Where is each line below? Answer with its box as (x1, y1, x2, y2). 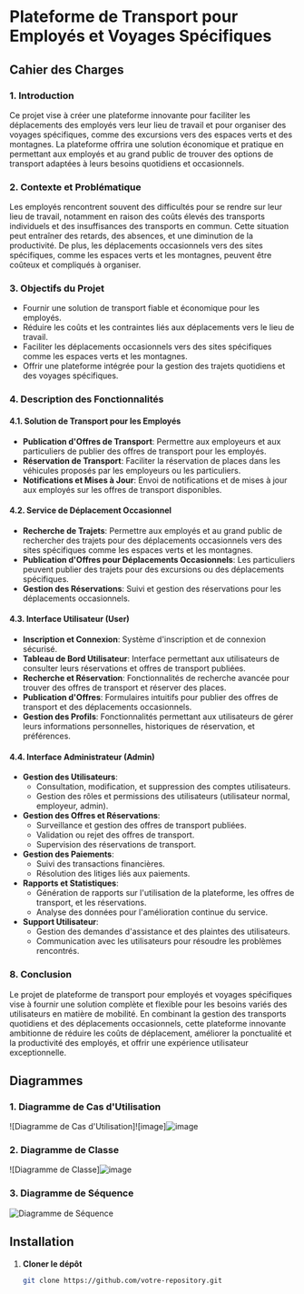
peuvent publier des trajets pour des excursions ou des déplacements (22, 564, 284, 575)
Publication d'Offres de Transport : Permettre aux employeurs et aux (22, 436, 281, 446)
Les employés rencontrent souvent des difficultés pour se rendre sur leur (9, 202, 283, 213)
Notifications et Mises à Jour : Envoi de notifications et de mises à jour (22, 475, 288, 486)
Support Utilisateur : (22, 917, 99, 928)
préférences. (22, 730, 71, 741)
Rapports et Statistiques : (22, 878, 120, 888)
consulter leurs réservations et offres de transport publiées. (22, 663, 247, 674)
